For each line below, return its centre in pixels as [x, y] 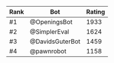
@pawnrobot [48, 51]
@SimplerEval [49, 31]
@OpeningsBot [51, 22]
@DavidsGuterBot [55, 41]
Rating [96, 12]
